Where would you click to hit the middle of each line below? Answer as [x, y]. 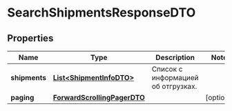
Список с [167, 69]
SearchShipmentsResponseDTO [101, 13]
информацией [175, 78]
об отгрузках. [174, 86]
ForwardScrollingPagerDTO [99, 98]
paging [22, 98]
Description [175, 58]
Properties [30, 38]
